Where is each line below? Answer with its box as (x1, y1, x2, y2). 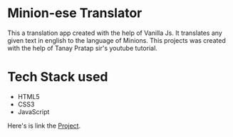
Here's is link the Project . (7, 121, 81, 130)
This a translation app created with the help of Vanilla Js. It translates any (7, 29, 222, 37)
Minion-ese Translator (7, 5, 143, 21)
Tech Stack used (7, 69, 108, 85)
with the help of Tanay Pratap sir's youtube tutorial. (7, 44, 158, 52)
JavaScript (17, 107, 50, 116)
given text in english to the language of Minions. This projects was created (7, 36, 226, 44)
